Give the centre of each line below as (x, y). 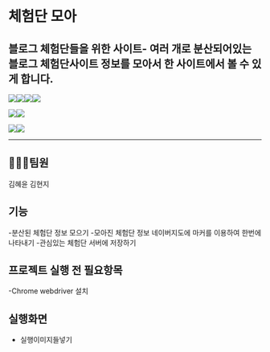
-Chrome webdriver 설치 (48, 291)
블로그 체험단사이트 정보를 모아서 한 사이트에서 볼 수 (129, 64)
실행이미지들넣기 (46, 340)
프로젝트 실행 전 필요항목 (65, 270)
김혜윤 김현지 (29, 184)
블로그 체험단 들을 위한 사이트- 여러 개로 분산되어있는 (130, 49)
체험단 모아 (43, 16)
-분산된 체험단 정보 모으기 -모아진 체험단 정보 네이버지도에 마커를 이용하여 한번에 (135, 232)
